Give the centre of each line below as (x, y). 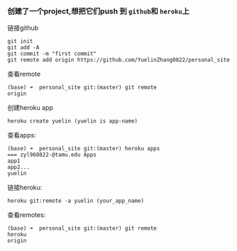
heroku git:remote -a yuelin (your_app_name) (76, 201)
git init (20, 41)
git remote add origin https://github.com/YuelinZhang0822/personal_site (119, 60)
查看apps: (22, 135)
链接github (23, 28)
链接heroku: (25, 188)
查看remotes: (27, 215)
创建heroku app (30, 108)
